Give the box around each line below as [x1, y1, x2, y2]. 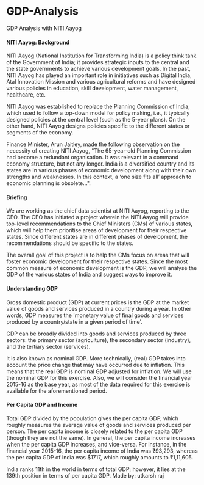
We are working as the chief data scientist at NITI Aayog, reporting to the [6, 207, 189, 214]
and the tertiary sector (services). [6, 343, 91, 350]
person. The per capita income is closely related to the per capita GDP [6, 428, 183, 435]
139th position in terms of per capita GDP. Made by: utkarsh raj [6, 472, 164, 479]
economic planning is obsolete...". [6, 180, 91, 187]
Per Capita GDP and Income [6, 401, 78, 409]
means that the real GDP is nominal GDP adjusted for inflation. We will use [6, 368, 192, 375]
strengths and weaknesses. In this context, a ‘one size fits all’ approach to [6, 173, 192, 181]
